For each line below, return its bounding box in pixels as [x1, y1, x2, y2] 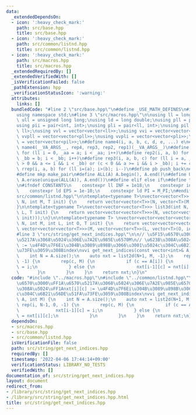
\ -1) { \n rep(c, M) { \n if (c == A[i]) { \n [16, 258, 174, 265]
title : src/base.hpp [16, 30, 66, 36]
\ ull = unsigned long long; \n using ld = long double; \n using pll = [16, 117, 187, 123]
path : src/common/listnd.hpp [16, 41, 87, 47]
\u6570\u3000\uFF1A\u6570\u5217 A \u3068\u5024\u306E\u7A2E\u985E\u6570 [16, 280, 192, 286]
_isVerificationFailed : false [11, 79, 85, 85]
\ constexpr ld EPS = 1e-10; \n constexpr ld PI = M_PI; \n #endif [16, 188, 192, 193]
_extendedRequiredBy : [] [11, 68, 72, 74]
